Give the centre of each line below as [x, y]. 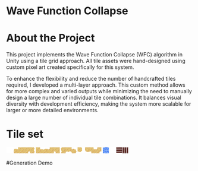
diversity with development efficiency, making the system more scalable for [99, 104]
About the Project [51, 38]
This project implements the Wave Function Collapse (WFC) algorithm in [95, 55]
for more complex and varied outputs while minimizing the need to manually [99, 91]
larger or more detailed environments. [53, 110]
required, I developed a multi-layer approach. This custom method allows [96, 85]
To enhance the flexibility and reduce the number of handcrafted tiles [91, 79]
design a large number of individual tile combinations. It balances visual [94, 98]
